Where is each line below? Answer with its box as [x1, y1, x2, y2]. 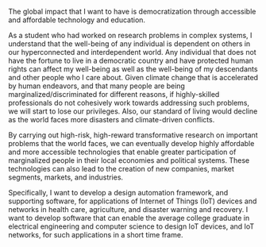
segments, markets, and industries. [8, 172, 124, 182]
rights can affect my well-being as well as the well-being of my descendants [8, 64, 258, 74]
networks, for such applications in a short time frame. [8, 230, 183, 239]
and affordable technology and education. [8, 15, 145, 25]
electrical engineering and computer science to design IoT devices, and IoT [8, 222, 255, 231]
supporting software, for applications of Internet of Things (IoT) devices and [8, 196, 257, 206]
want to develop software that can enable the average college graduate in [8, 214, 250, 222]
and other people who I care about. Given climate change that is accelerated [8, 73, 259, 82]
